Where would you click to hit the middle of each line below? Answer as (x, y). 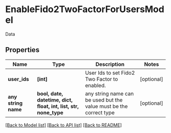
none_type (50, 112)
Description (110, 64)
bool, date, (50, 94)
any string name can (109, 94)
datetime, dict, (55, 100)
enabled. (95, 85)
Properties (22, 50)
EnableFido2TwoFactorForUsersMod (85, 9)
